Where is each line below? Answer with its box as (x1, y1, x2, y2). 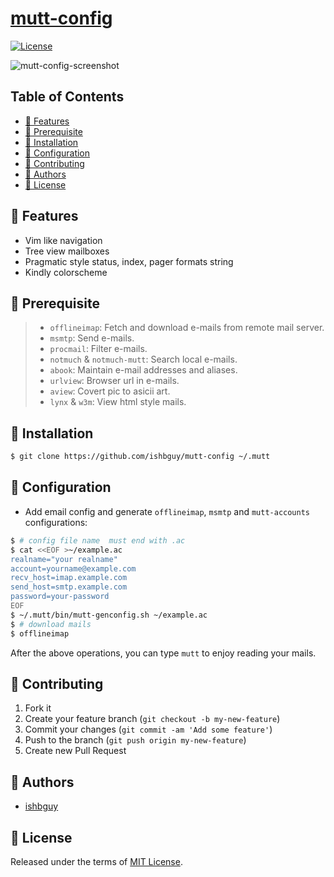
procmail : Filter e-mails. (49, 343, 148, 355)
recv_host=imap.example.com (10, 573, 128, 583)
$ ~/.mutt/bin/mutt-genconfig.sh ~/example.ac (10, 610, 208, 620)
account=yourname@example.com (10, 563, 137, 574)
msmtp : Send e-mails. (49, 332, 135, 344)
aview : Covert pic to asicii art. (49, 385, 171, 397)
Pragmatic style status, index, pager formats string (24, 255, 234, 267)
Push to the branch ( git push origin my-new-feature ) (24, 734, 247, 746)
